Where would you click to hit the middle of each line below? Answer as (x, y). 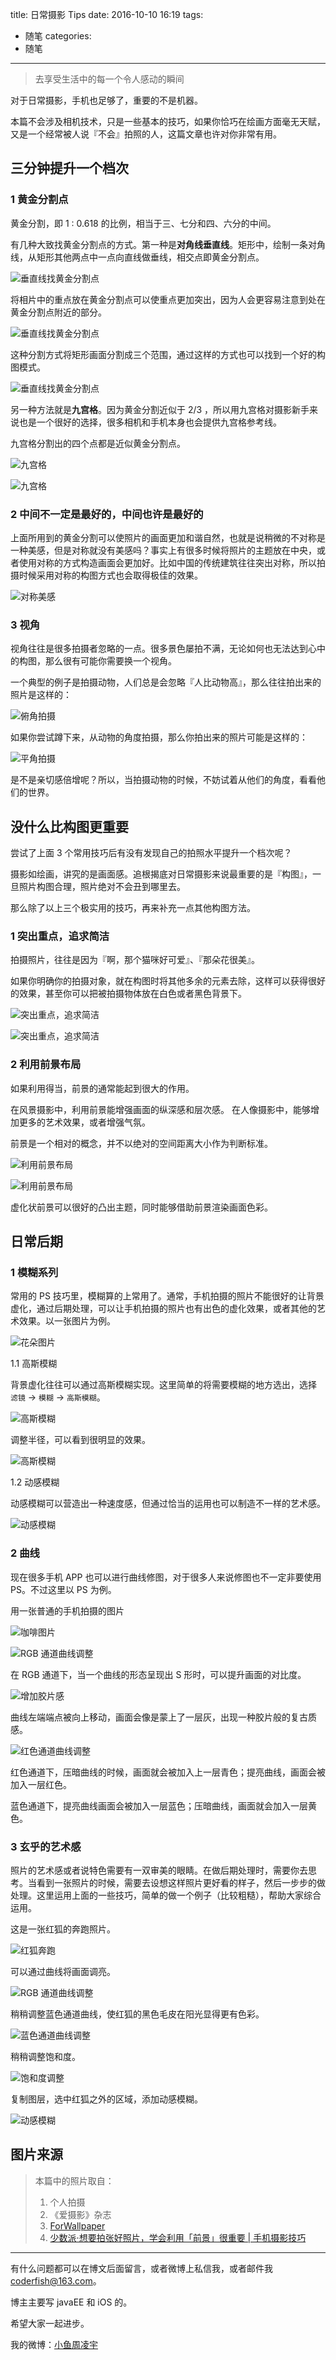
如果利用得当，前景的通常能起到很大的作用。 (102, 1088)
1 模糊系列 (34, 1272)
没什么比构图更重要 (69, 826)
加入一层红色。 (41, 1784)
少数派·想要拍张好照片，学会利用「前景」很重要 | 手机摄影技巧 (178, 2237)
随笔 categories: (58, 36)
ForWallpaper (77, 2225)
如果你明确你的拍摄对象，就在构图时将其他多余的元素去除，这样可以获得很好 (168, 981)
